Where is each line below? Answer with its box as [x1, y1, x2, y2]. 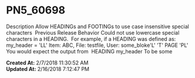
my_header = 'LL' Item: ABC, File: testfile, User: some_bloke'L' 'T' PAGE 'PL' [6, 42, 189, 49]
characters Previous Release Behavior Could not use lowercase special [6, 29, 180, 36]
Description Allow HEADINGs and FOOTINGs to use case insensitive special [6, 23, 189, 30]
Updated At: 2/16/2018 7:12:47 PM [6, 65, 90, 72]
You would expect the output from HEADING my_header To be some [6, 48, 173, 55]
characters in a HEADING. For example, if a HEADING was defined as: [6, 35, 176, 42]
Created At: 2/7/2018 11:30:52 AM [6, 59, 89, 66]
